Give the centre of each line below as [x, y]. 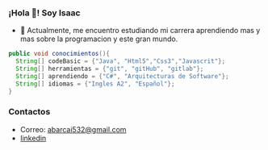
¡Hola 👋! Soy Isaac [44, 13]
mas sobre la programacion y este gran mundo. [99, 39]
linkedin [33, 138]
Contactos [29, 112]
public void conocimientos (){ [59, 54]
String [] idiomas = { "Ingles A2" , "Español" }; [95, 84]
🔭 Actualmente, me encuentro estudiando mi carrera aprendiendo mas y [140, 31]
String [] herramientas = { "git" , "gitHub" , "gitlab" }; [110, 69]
